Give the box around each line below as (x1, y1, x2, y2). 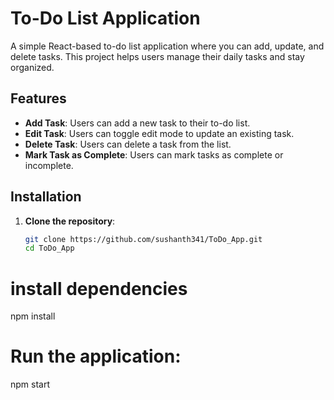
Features (10, 90, 67, 107)
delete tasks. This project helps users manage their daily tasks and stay (10, 50, 305, 62)
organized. (10, 61, 55, 73)
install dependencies (10, 277, 188, 300)
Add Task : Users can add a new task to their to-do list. (24, 117, 251, 129)
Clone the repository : (24, 215, 116, 227)
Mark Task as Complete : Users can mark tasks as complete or (24, 148, 284, 161)
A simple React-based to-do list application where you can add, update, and (10, 40, 325, 52)
